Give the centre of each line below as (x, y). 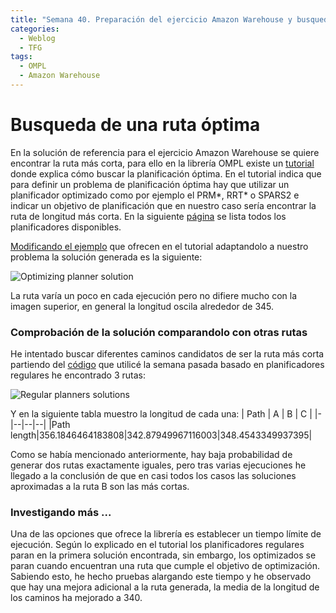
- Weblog (37, 38)
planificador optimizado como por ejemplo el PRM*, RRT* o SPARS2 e (155, 195)
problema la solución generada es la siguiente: (106, 257)
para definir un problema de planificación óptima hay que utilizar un (150, 184)
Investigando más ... (61, 513)
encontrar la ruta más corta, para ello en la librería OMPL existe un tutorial (162, 163)
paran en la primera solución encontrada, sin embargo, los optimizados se (163, 555)
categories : (35, 29)
